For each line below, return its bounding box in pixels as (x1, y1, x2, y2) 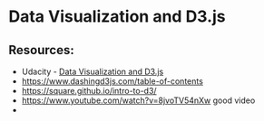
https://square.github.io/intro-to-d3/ (21, 86, 157, 96)
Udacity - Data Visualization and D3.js (21, 66, 164, 77)
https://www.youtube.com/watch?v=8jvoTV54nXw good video (21, 95, 256, 106)
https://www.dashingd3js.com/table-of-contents (21, 76, 203, 87)
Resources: (8, 42, 74, 58)
